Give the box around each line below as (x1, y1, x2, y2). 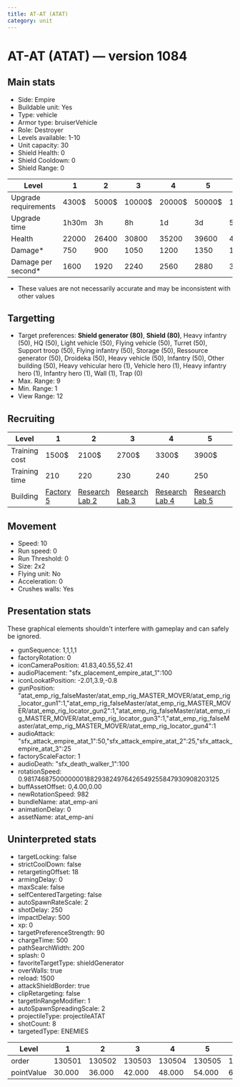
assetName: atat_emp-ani (17, 812, 94, 821)
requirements (11, 201, 56, 211)
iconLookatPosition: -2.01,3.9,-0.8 (17, 676, 118, 684)
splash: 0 (17, 951, 45, 959)
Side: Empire (17, 95, 56, 104)
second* (11, 266, 41, 276)
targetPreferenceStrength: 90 (17, 928, 105, 936)
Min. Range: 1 (17, 384, 58, 393)
